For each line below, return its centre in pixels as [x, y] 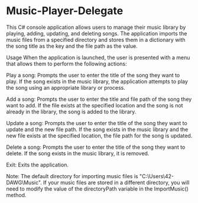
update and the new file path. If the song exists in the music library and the [97, 129]
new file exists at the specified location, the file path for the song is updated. [99, 135]
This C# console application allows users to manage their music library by [96, 27]
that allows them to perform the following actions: [66, 64]
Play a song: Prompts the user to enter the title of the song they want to [93, 75]
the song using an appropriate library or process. [66, 87]
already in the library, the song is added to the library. [71, 112]
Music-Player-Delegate [65, 11]
